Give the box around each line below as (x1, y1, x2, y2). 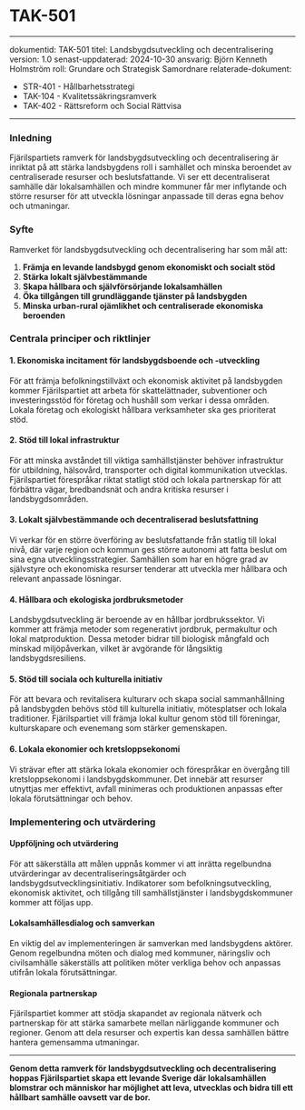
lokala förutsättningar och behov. (9, 793, 133, 804)
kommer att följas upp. (9, 896, 93, 907)
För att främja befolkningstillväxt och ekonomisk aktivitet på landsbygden (9, 375, 283, 386)
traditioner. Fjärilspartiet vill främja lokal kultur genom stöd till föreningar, (9, 713, 280, 724)
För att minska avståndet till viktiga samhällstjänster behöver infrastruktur (9, 455, 284, 465)
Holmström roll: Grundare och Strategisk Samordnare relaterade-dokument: (9, 63, 292, 74)
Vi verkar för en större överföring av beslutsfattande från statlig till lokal (9, 535, 277, 545)
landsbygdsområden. (9, 493, 89, 505)
